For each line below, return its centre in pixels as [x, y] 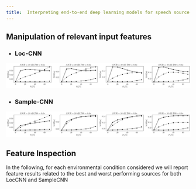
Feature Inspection [41, 153]
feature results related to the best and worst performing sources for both [94, 174]
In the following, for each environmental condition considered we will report [97, 167]
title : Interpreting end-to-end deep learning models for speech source [98, 12]
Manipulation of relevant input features [79, 37]
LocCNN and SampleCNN [37, 180]
